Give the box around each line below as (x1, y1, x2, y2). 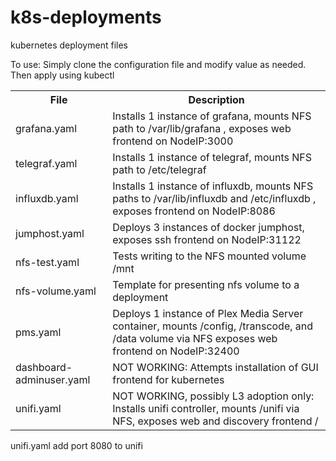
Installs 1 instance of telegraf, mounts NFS (112, 150, 313, 164)
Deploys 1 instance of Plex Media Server (112, 306, 304, 320)
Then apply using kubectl (10, 69, 115, 81)
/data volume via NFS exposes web (112, 331, 278, 345)
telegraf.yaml (15, 156, 78, 170)
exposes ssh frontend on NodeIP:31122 (112, 232, 302, 246)
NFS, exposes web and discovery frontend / (112, 414, 319, 428)
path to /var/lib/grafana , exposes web (112, 121, 292, 135)
